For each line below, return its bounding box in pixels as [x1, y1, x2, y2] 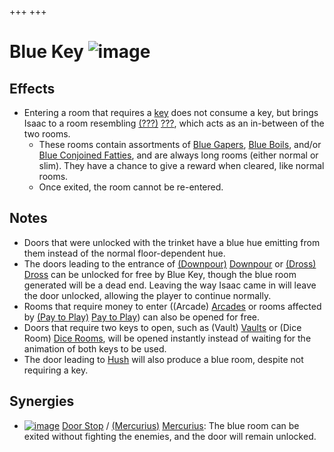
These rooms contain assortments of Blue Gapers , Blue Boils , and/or [38, 139, 322, 150]
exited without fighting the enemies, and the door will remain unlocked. [23, 430, 317, 442]
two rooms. [23, 128, 71, 140]
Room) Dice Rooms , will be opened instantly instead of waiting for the [23, 332, 312, 344]
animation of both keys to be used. [23, 342, 167, 355]
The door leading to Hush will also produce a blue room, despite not [23, 353, 304, 365]
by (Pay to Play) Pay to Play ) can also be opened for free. [23, 311, 261, 323]
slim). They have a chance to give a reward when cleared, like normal [38, 160, 325, 171]
